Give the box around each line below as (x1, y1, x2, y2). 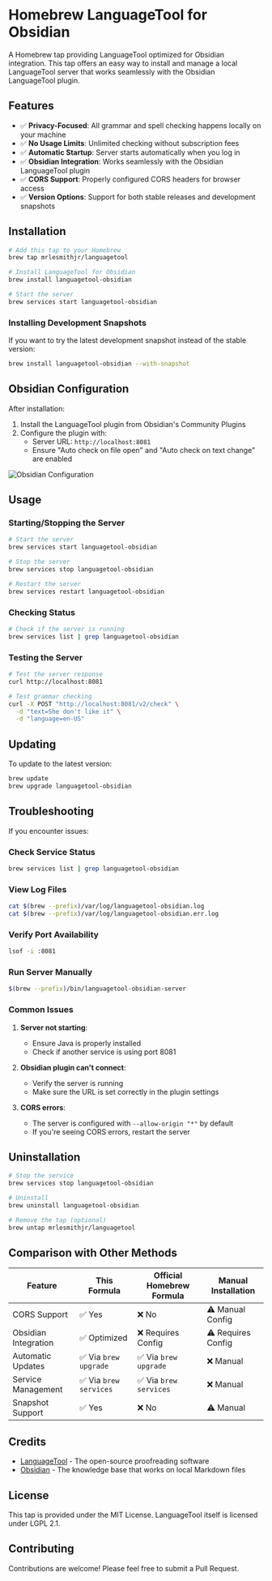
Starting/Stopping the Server (8, 517, 125, 528)
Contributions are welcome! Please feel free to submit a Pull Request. (8, 1563, 240, 1573)
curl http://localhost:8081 (8, 677, 104, 686)
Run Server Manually (8, 967, 93, 978)
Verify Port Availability (8, 929, 100, 940)
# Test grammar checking (8, 692, 92, 700)
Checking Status (8, 606, 75, 617)
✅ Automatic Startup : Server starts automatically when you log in (19, 147, 240, 157)
